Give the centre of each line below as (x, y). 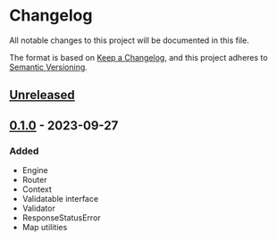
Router (34, 180)
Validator (38, 208)
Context (37, 189)
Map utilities (45, 228)
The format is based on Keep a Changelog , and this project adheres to (138, 57)
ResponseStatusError (61, 218)
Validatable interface (60, 199)
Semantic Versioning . (48, 67)
